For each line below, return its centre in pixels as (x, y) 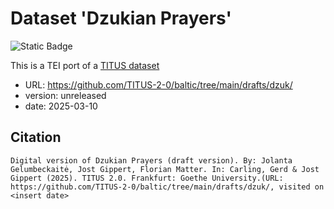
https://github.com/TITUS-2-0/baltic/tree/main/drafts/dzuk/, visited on (167, 187)
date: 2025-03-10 (61, 106)
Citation (36, 137)
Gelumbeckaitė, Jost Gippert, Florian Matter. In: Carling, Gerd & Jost (165, 169)
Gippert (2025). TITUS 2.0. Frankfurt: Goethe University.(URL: (147, 178)
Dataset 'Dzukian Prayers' (121, 18)
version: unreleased (65, 95)
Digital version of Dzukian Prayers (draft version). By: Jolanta (151, 160)
